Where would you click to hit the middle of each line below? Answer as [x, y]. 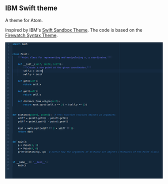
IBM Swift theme [31, 8]
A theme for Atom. [24, 20]
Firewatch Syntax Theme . [31, 35]
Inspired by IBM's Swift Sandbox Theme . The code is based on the [74, 30]
